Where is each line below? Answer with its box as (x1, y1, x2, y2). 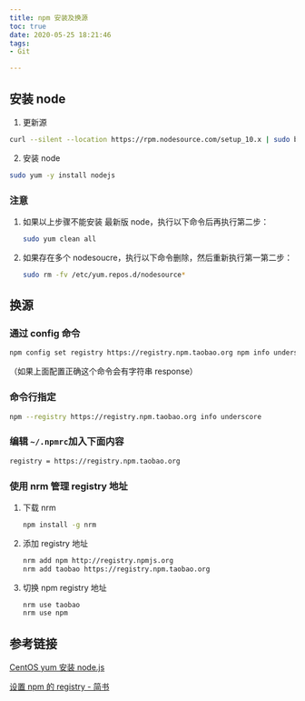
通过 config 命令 (9, 327, 81, 340)
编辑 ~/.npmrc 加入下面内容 (9, 436, 124, 448)
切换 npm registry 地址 (22, 582, 107, 593)
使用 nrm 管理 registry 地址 (9, 479, 129, 492)
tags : (9, 38, 30, 48)
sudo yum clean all (22, 234, 97, 244)
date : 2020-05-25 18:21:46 (9, 30, 112, 39)
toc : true (9, 22, 47, 31)
